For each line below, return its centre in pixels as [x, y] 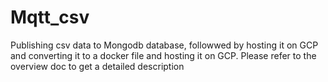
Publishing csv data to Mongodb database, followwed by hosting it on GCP [164, 45]
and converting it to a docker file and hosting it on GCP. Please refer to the [163, 55]
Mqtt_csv [50, 17]
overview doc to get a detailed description [97, 66]
